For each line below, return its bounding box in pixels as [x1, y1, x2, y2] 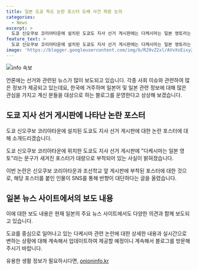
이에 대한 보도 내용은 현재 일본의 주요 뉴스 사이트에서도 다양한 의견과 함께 [6, 210, 174, 217]
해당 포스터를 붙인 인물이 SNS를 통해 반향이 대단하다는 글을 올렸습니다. [14, 174, 177, 181]
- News [11, 19, 28, 25]
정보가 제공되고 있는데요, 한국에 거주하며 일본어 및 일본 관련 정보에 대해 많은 [12, 84, 187, 91]
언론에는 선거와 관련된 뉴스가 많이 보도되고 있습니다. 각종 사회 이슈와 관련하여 [6, 76, 184, 83]
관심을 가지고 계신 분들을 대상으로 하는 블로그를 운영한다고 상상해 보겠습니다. [6, 91, 183, 98]
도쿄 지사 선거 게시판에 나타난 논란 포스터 [6, 110, 146, 121]
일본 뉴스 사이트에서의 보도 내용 [6, 193, 114, 203]
